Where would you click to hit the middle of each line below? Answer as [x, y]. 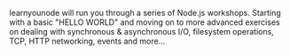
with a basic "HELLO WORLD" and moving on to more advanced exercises [145, 22]
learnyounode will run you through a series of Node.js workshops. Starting [145, 13]
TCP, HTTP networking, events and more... [87, 41]
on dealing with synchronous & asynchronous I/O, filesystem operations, [142, 31]
